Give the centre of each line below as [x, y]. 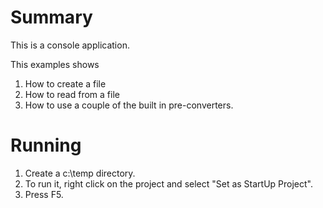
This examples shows [55, 64]
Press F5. [44, 194]
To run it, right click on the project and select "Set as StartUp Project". [169, 183]
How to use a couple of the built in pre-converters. [129, 105]
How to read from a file [72, 94]
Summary [51, 17]
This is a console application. [70, 45]
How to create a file [65, 83]
